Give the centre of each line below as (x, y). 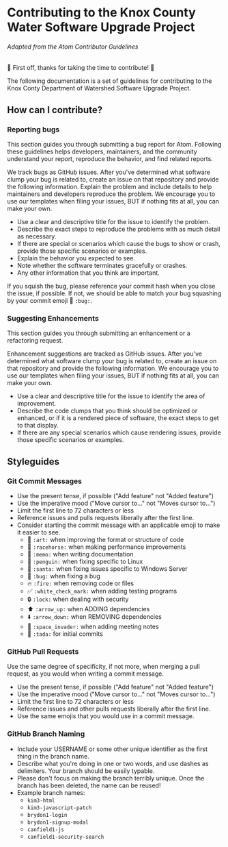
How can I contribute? (55, 110)
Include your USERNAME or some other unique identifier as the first (112, 749)
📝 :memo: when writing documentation (80, 554)
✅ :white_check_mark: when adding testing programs (102, 591)
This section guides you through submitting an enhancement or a (99, 333)
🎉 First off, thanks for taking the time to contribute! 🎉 (81, 68)
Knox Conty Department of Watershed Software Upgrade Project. (99, 88)
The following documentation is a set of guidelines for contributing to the (110, 81)
